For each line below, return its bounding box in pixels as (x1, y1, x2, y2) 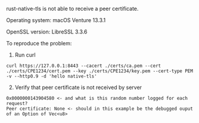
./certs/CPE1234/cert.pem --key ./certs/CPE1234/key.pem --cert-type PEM (6, 68, 194, 74)
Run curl (14, 51, 36, 59)
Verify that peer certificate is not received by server (14, 84, 142, 91)
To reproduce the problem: (6, 40, 72, 47)
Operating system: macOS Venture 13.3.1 (6, 17, 106, 23)
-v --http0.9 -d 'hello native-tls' (6, 73, 97, 79)
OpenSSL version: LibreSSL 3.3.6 (6, 28, 88, 35)
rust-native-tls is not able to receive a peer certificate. (6, 5, 139, 12)
